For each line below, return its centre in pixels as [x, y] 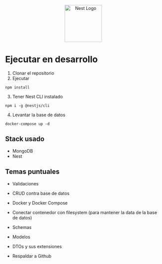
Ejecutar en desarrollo [52, 60]
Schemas [22, 227]
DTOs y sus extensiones [37, 246]
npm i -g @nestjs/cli [27, 106]
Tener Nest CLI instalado [37, 96]
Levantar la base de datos [39, 115]
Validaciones [25, 183]
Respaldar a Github [32, 256]
